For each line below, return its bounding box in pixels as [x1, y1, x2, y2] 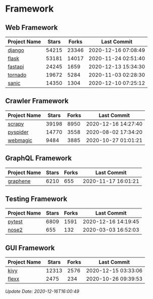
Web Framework [5, 23, 58, 32]
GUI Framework [5, 243, 55, 252]
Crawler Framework [5, 97, 69, 105]
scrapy [8, 120, 24, 127]
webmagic [8, 137, 33, 144]
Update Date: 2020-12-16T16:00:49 [5, 288, 80, 294]
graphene [8, 178, 31, 185]
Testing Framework [5, 195, 67, 203]
